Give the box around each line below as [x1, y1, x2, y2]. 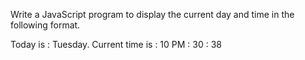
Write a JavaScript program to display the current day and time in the [10, 9, 295, 20]
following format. [10, 19, 81, 31]
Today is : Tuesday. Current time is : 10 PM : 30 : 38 [10, 39, 223, 50]
